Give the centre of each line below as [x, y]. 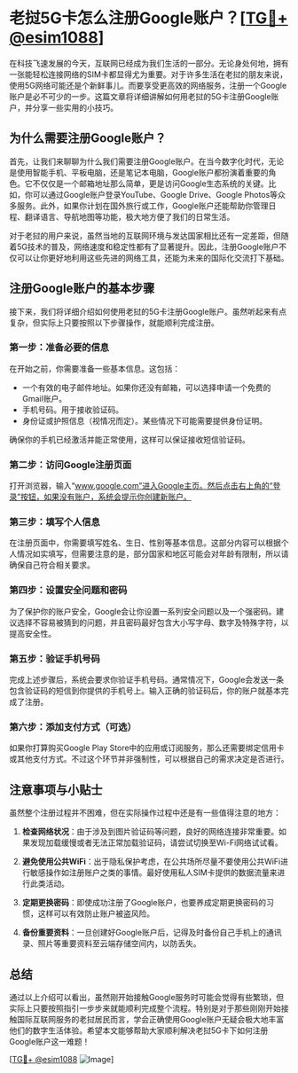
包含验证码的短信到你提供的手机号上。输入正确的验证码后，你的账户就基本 [145, 691]
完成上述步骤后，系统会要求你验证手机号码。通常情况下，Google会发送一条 [147, 680]
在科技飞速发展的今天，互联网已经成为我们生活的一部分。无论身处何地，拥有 [149, 63]
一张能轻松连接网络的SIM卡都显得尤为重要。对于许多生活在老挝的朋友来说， [149, 74]
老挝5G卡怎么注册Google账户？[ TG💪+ [149, 18]
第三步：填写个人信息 [55, 522]
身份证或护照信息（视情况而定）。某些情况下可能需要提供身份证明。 [145, 420]
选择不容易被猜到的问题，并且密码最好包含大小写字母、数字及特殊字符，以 [153, 623]
